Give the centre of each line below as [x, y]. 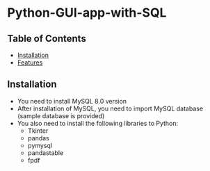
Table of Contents [47, 39]
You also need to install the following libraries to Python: [98, 123]
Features [30, 63]
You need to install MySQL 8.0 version [72, 101]
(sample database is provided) [61, 115]
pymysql [40, 145]
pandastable [46, 153]
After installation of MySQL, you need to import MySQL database [110, 108]
